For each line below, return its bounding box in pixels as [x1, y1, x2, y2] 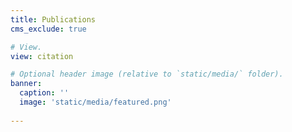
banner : [10, 79, 43, 89]
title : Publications [10, 14, 97, 25]
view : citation [10, 51, 74, 61]
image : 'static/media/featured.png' [19, 97, 172, 107]
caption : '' [19, 88, 70, 98]
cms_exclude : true [10, 24, 87, 34]
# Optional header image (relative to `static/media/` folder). [10, 69, 284, 80]
